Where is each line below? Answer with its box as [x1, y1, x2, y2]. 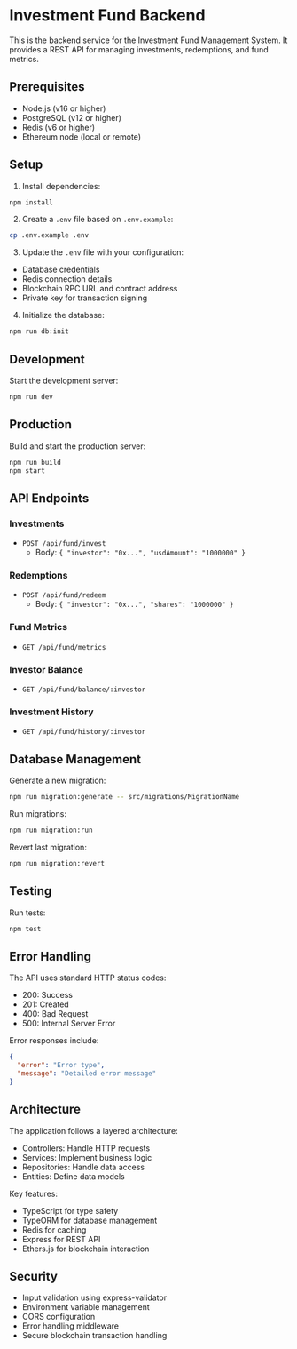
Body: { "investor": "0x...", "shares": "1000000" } [35, 599, 234, 610]
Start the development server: [9, 375, 119, 386]
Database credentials [21, 264, 100, 275]
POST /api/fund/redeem [21, 591, 106, 600]
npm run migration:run [9, 826, 93, 834]
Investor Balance [9, 663, 84, 675]
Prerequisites [9, 79, 85, 94]
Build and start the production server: [9, 441, 146, 451]
